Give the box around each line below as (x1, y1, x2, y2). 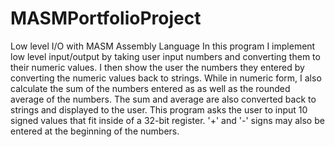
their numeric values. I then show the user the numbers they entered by (10, 61, 305, 73)
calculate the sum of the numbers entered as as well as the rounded (10, 82, 291, 94)
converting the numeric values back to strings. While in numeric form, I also (10, 72, 322, 84)
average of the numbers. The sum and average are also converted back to (10, 93, 317, 105)
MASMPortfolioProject (10, 7, 202, 30)
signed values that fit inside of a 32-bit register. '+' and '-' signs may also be (10, 114, 325, 126)
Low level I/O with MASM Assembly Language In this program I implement (10, 40, 316, 52)
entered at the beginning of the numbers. (10, 125, 180, 137)
